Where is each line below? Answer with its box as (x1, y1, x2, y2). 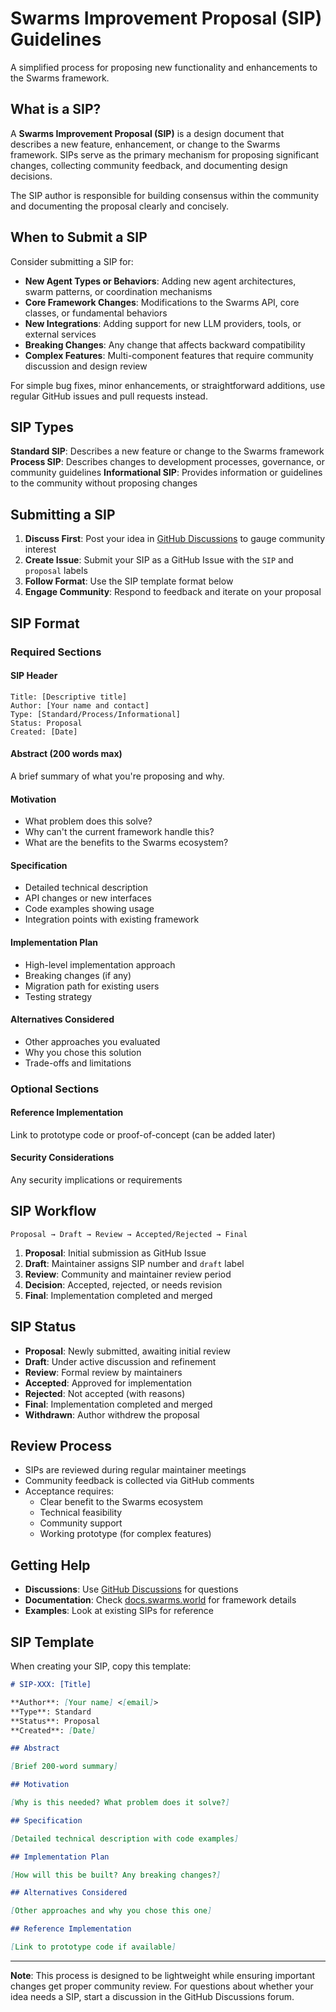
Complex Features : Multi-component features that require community (24, 349, 314, 361)
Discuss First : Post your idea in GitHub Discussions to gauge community (24, 533, 326, 545)
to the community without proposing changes (10, 477, 198, 489)
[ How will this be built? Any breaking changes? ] (10, 1870, 222, 1880)
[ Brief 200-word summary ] (10, 1762, 118, 1772)
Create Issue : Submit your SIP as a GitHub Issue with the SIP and (24, 554, 294, 566)
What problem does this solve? (24, 815, 153, 827)
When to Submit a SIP (10, 229, 148, 246)
